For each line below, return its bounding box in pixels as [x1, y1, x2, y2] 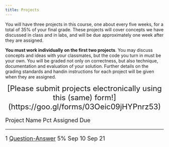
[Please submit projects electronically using [7, 84, 162, 93]
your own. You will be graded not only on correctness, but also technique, [5, 57, 158, 63]
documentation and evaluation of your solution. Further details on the [5, 63, 149, 69]
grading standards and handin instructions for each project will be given [5, 68, 154, 75]
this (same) [52, 93, 93, 102]
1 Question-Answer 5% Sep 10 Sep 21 [5, 134, 106, 142]
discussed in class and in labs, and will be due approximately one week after [5, 32, 164, 38]
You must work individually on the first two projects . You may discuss [5, 47, 153, 53]
